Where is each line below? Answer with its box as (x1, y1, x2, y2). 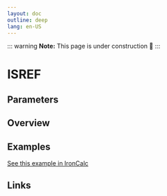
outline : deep (7, 17, 49, 24)
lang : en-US (7, 23, 42, 30)
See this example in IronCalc (7, 159, 89, 168)
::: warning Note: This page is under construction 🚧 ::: (7, 42, 161, 51)
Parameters (7, 93, 59, 105)
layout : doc (7, 10, 42, 17)
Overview (7, 117, 51, 129)
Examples (7, 141, 51, 152)
